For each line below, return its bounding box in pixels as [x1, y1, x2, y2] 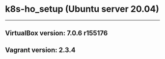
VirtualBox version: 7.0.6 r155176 [5, 29, 108, 37]
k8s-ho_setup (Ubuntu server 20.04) [5, 3, 160, 15]
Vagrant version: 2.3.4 [5, 46, 76, 54]
